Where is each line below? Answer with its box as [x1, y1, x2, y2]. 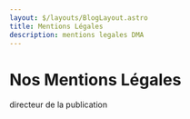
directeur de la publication [9, 99, 107, 110]
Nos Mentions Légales [9, 69, 182, 90]
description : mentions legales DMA [9, 30, 145, 39]
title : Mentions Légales [9, 22, 104, 31]
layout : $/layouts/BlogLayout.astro [9, 13, 148, 23]
